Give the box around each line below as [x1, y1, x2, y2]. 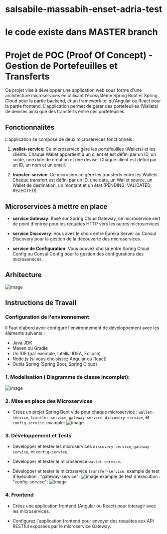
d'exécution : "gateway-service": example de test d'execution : [12, 473, 161, 479]
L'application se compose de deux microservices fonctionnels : [5, 136, 135, 142]
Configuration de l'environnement [5, 314, 90, 321]
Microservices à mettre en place [5, 202, 108, 211]
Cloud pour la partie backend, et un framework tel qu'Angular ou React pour [5, 98, 161, 104]
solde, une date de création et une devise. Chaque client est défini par [12, 157, 157, 163]
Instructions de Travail [5, 299, 77, 307]
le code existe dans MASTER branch [5, 27, 158, 38]
